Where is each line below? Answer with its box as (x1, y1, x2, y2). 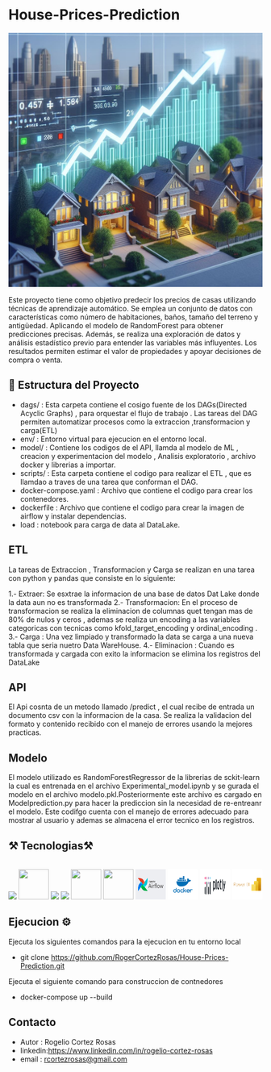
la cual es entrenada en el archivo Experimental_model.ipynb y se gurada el (8, 781, 260, 791)
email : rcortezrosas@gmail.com (19, 1054, 127, 1064)
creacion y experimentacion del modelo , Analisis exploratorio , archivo (19, 451, 256, 461)
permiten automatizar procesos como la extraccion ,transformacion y (19, 417, 251, 427)
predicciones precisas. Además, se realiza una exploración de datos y (8, 329, 241, 339)
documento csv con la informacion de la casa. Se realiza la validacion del (8, 711, 252, 720)
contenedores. (19, 494, 69, 503)
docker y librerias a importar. (19, 460, 116, 469)
